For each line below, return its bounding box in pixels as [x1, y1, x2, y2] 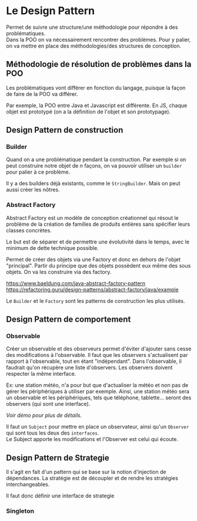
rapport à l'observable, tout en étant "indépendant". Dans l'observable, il [6, 358, 182, 365]
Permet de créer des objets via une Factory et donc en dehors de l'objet [6, 256, 181, 263]
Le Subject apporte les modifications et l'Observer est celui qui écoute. [6, 436, 178, 443]
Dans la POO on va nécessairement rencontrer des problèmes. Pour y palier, [6, 36, 191, 43]
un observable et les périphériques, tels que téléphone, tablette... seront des [6, 394, 192, 401]
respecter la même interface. [6, 370, 76, 378]
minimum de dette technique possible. [6, 244, 99, 251]
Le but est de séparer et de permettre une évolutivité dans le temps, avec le [6, 238, 190, 245]
